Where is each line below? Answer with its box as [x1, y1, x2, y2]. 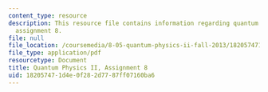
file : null [8, 34, 45, 42]
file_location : [8, 42, 59, 50]
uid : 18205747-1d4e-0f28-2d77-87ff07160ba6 [8, 71, 156, 79]
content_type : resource [8, 11, 88, 20]
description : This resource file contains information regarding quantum [8, 19, 259, 27]
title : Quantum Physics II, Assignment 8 [8, 64, 148, 72]
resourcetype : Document [8, 57, 88, 65]
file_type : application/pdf [8, 49, 102, 57]
